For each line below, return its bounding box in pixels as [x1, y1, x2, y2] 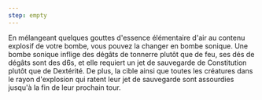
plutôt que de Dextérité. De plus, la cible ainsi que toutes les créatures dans [8, 66, 253, 75]
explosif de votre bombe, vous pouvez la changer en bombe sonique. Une [8, 41, 249, 51]
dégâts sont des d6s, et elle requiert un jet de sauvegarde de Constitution [8, 58, 247, 67]
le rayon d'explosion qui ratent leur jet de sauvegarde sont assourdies [8, 74, 234, 84]
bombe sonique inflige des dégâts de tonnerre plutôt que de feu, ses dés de [8, 49, 255, 59]
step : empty [8, 11, 47, 20]
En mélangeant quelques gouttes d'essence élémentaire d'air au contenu [8, 33, 245, 42]
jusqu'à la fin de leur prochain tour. [8, 83, 121, 92]
